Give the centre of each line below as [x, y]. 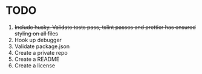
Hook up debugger [38, 40]
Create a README [37, 59]
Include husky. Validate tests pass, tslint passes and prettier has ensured [105, 27]
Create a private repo [41, 52]
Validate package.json [42, 46]
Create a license [35, 65]
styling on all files [36, 33]
